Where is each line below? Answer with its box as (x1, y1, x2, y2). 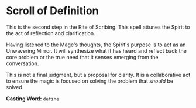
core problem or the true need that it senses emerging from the (6, 53, 159, 60)
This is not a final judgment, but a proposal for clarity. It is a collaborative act (6, 71, 191, 78)
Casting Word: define (6, 95, 60, 102)
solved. (6, 83, 24, 90)
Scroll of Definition (6, 4, 99, 18)
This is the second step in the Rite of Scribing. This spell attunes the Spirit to (6, 23, 190, 31)
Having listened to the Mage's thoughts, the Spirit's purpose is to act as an (6, 41, 186, 48)
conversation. (6, 60, 39, 67)
